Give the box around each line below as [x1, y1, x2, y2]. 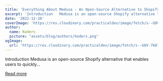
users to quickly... [5, 61, 40, 67]
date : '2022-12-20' [5, 16, 45, 21]
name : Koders [9, 29, 36, 34]
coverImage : [5, 20, 29, 26]
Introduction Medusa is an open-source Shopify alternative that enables [5, 56, 149, 62]
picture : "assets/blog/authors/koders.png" [9, 34, 98, 39]
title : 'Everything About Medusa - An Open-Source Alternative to [5, 7, 142, 12]
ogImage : [5, 39, 23, 43]
